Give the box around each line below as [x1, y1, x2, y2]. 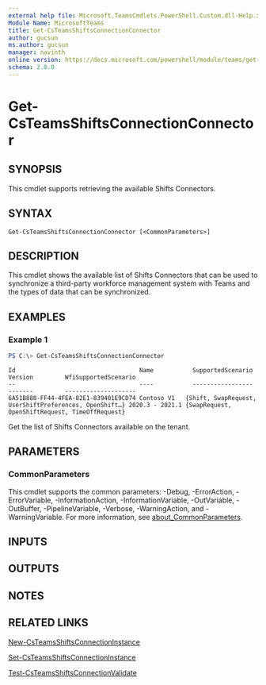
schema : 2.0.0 [8, 63, 55, 71]
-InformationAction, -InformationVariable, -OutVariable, [55, 495, 235, 505]
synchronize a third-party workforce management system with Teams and [8, 279, 251, 288]
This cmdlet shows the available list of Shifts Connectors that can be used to [8, 271, 258, 280]
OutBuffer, [8, 503, 42, 513]
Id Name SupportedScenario [8, 366, 253, 374]
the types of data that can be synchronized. [8, 287, 151, 297]
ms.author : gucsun [8, 41, 69, 49]
